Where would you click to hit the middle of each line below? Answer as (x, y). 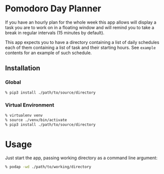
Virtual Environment (30, 105)
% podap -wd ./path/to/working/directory (48, 167)
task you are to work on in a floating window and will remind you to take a (80, 27)
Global (13, 82)
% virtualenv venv (24, 115)
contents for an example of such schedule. (49, 53)
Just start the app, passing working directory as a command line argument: (81, 158)
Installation (23, 68)
